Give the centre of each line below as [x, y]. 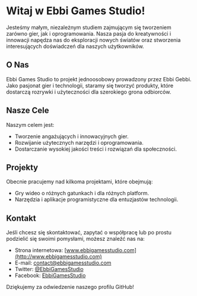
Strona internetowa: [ [41, 250]
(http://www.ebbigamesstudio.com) [58, 257]
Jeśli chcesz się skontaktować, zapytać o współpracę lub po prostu [89, 233]
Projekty [22, 167]
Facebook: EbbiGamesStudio [50, 276]
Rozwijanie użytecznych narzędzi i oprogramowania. [79, 142]
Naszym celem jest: [30, 125]
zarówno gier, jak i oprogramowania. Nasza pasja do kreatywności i [89, 33]
